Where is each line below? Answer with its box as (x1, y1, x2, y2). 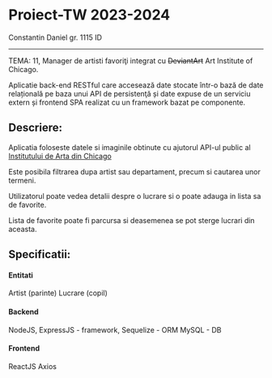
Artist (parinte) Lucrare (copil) (8, 288, 108, 298)
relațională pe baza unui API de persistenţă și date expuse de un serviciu (8, 88, 251, 98)
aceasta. (8, 224, 37, 234)
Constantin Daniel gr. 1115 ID (8, 32, 103, 42)
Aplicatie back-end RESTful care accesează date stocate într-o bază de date (8, 79, 264, 90)
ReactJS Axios (8, 361, 57, 371)
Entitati (8, 270, 34, 280)
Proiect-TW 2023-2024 (8, 6, 171, 24)
